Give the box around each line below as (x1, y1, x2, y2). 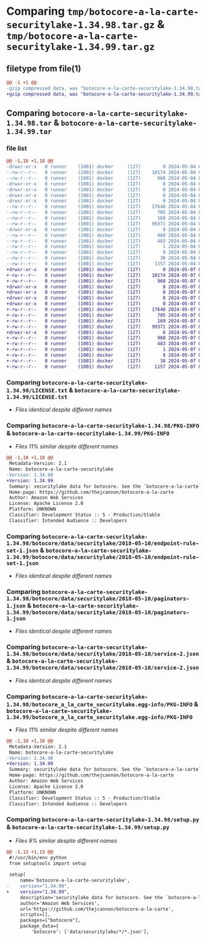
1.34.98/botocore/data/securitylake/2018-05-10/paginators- (6, 595, 190, 602)
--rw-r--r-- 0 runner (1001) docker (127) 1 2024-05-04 (6, 244, 196, 250)
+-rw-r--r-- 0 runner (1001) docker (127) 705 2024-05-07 (6, 312, 196, 318)
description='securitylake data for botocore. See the (20, 894, 164, 900)
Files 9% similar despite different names (15, 837, 118, 844)
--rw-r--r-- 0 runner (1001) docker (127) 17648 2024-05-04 (6, 204, 196, 210)
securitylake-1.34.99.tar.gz (6, 41, 155, 53)
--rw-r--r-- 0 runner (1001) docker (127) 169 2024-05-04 (6, 215, 196, 222)
